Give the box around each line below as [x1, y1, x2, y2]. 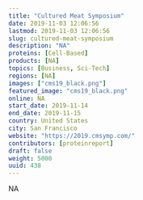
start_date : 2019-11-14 [8, 102, 89, 110]
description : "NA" [8, 42, 70, 50]
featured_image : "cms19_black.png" [8, 86, 128, 95]
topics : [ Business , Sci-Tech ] [8, 65, 111, 73]
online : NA [8, 94, 45, 102]
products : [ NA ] [8, 57, 60, 65]
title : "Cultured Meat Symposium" [8, 11, 125, 20]
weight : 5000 [8, 154, 53, 162]
